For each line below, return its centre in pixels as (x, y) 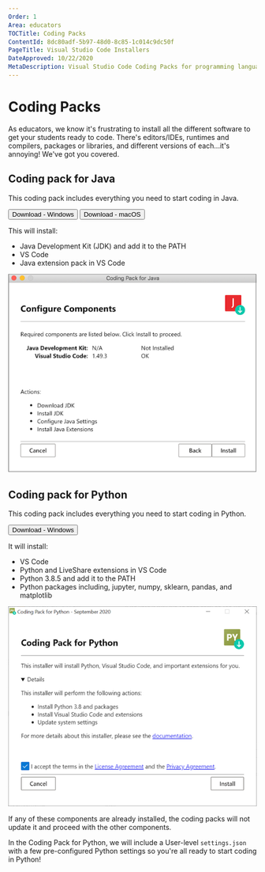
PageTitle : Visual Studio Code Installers (79, 50)
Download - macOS (112, 214)
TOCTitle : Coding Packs (47, 33)
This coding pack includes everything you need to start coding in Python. (127, 514)
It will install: (28, 546)
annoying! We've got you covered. (64, 154)
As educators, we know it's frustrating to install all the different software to (129, 129)
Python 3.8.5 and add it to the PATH (77, 578)
